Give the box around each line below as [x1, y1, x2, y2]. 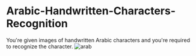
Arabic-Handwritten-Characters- [6, 4, 176, 18]
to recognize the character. [6, 43, 73, 50]
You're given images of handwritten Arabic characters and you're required [6, 36, 191, 43]
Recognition [6, 17, 68, 30]
